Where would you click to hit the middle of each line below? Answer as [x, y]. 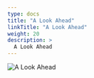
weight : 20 [23, 34]
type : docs [23, 14]
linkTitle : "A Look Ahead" [47, 27]
